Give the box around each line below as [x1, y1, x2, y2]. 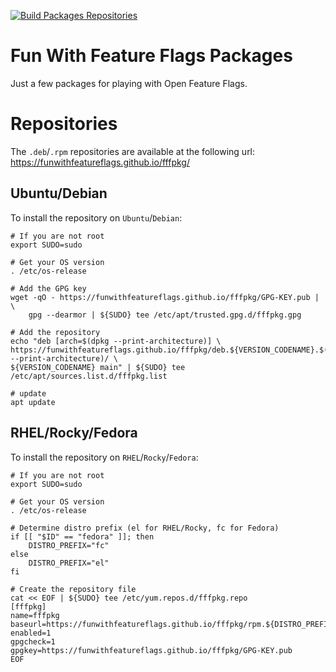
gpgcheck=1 [10, 636, 56, 647]
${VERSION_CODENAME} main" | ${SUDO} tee [10, 362, 186, 372]
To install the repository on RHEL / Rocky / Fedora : [10, 451, 199, 463]
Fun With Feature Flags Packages [10, 45, 293, 67]
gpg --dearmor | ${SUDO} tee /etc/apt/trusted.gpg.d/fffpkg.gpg [28, 310, 302, 320]
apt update [10, 397, 56, 407]
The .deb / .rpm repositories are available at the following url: [10, 145, 256, 157]
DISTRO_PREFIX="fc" [28, 540, 110, 550]
